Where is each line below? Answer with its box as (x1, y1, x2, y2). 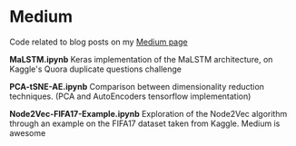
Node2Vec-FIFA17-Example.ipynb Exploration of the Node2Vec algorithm (9, 108, 288, 119)
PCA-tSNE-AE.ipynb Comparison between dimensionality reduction (9, 81, 265, 92)
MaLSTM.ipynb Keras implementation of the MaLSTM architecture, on (9, 54, 273, 64)
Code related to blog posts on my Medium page (9, 36, 188, 47)
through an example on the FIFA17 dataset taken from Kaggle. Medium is (9, 118, 281, 129)
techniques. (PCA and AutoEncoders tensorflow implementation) (9, 91, 252, 102)
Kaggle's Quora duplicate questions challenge (9, 63, 182, 74)
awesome (9, 127, 46, 138)
